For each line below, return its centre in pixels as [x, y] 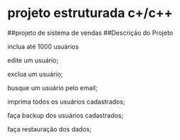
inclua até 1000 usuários [43, 46]
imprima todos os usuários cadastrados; [67, 102]
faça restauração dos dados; [49, 129]
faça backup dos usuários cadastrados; [65, 115]
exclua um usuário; [35, 74]
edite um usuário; [33, 60]
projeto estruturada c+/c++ [90, 13]
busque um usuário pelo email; [53, 87]
